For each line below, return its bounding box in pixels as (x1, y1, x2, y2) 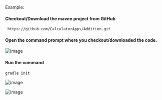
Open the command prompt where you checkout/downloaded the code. (5, 37, 157, 43)
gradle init (5, 71, 30, 76)
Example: (5, 4, 24, 10)
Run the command (5, 60, 44, 65)
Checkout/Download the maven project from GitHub (5, 15, 116, 21)
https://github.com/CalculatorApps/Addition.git (7, 27, 111, 32)
